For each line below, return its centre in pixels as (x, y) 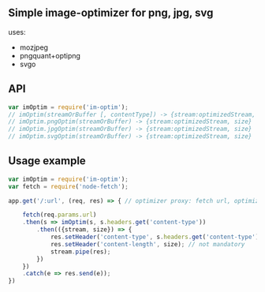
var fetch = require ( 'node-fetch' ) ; (68, 186)
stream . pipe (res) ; (80, 252)
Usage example (47, 161)
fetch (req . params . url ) (60, 215)
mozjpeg (34, 47)
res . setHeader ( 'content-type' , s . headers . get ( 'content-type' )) (156, 237)
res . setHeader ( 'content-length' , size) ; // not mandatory (147, 244)
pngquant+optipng (50, 55)
